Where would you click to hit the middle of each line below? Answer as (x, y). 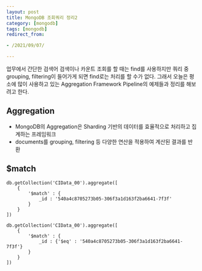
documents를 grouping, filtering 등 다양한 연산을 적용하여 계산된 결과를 (101, 142)
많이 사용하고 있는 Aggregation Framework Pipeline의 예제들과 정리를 (101, 84)
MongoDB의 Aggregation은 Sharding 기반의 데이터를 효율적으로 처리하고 (103, 126)
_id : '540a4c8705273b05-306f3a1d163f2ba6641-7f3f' (105, 199)
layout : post (23, 12)
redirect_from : (25, 35)
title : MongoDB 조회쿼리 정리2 (42, 18)
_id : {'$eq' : (58, 241)
